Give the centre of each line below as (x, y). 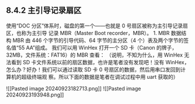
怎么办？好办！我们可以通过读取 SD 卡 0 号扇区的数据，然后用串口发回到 (93, 70)
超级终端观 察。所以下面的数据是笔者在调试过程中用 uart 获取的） (100, 77)
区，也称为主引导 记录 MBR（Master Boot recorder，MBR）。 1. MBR (88, 33)
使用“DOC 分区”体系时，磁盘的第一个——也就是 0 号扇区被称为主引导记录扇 (97, 26)
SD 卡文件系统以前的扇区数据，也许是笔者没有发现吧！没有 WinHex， (106, 62)
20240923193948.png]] (35, 95)
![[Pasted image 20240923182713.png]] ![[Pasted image (74, 88)
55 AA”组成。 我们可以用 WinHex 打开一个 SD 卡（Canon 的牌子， (98, 47)
